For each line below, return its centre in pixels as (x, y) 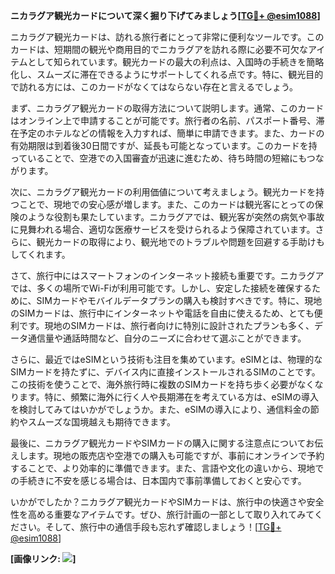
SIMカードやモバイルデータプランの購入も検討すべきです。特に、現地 (179, 300)
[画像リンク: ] (43, 558)
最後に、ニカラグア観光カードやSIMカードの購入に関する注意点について (158, 443)
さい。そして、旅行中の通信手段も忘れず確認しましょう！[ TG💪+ (150, 527)
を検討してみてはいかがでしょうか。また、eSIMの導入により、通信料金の (160, 409)
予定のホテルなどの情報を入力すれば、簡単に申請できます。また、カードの (171, 133)
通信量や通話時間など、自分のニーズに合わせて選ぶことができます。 (167, 338)
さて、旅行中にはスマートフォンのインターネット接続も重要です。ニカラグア (167, 275)
